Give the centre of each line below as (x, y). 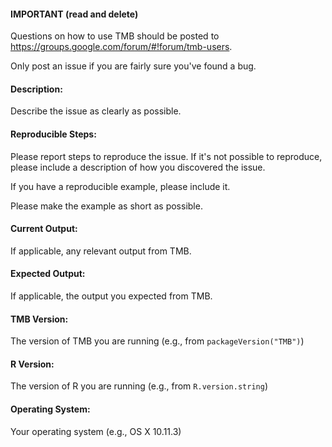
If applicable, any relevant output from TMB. (101, 251)
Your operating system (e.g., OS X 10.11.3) (96, 431)
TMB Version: (39, 319)
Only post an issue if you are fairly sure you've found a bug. (133, 66)
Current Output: (44, 229)
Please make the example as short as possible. (106, 206)
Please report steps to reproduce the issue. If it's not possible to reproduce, (166, 156)
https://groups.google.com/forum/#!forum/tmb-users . (121, 47)
